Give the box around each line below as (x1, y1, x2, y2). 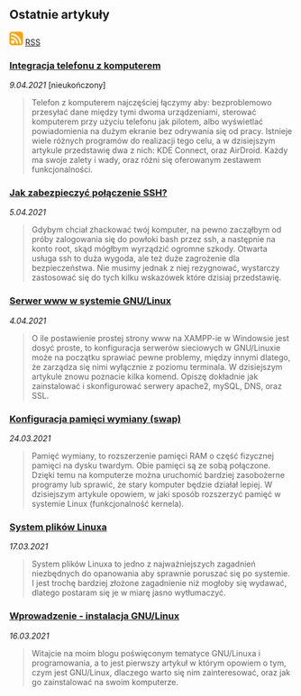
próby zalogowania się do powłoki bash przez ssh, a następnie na (31, 234, 277, 245)
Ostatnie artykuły (9, 7, 110, 23)
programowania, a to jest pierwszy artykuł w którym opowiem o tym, (31, 657, 287, 668)
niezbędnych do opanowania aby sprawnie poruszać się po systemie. (31, 568, 290, 579)
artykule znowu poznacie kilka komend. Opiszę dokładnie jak (31, 371, 259, 382)
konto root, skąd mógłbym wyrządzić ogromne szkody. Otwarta (31, 243, 268, 255)
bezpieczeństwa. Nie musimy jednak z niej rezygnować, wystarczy (31, 263, 280, 274)
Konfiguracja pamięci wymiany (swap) (9, 412, 182, 425)
